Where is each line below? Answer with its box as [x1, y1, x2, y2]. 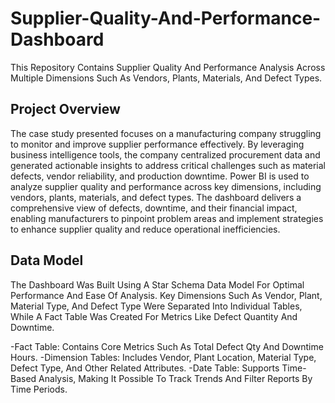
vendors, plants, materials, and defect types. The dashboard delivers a [10, 191, 302, 203]
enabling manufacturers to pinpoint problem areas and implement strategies [10, 212, 324, 224]
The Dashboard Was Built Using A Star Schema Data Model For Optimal [10, 278, 305, 291]
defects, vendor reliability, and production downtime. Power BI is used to [10, 170, 310, 182]
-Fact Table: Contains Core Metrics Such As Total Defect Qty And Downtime [10, 340, 324, 352]
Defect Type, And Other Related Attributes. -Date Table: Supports [10, 362, 280, 374]
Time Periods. [10, 383, 68, 395]
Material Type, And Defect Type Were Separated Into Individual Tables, [10, 300, 303, 312]
